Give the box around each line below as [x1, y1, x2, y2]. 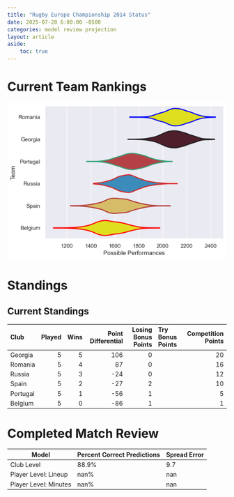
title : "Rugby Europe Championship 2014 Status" [7, 11, 151, 18]
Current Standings [7, 305, 89, 317]
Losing [132, 326, 153, 334]
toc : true [19, 48, 49, 55]
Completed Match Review [7, 425, 159, 441]
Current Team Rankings [7, 79, 147, 95]
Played [40, 333, 61, 342]
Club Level [10, 461, 41, 469]
